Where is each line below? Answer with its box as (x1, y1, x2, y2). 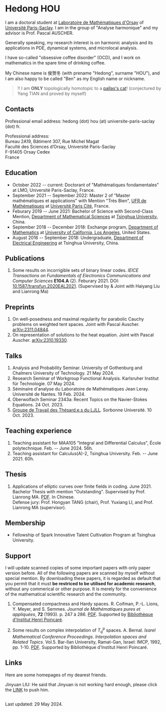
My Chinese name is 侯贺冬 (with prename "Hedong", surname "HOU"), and (5, 70, 160, 76)
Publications (5, 254, 45, 262)
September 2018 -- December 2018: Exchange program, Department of (12, 224, 159, 230)
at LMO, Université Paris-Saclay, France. (12, 187, 95, 193)
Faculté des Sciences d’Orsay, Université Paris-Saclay (5, 144, 115, 150)
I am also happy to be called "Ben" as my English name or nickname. (5, 76, 145, 81)
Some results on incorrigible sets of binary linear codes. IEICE (12, 267, 139, 273)
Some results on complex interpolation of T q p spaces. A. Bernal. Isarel (12, 627, 156, 634)
